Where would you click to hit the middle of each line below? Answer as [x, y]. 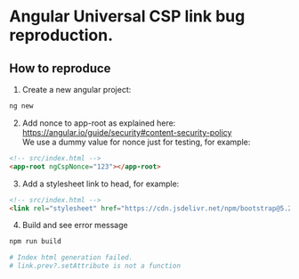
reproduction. [61, 35]
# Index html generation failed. [71, 258]
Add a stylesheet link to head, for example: [101, 184]
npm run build [36, 242]
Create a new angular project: [77, 90]
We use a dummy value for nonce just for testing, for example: [136, 142]
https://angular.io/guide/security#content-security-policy [127, 132]
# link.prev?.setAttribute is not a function [95, 266]
